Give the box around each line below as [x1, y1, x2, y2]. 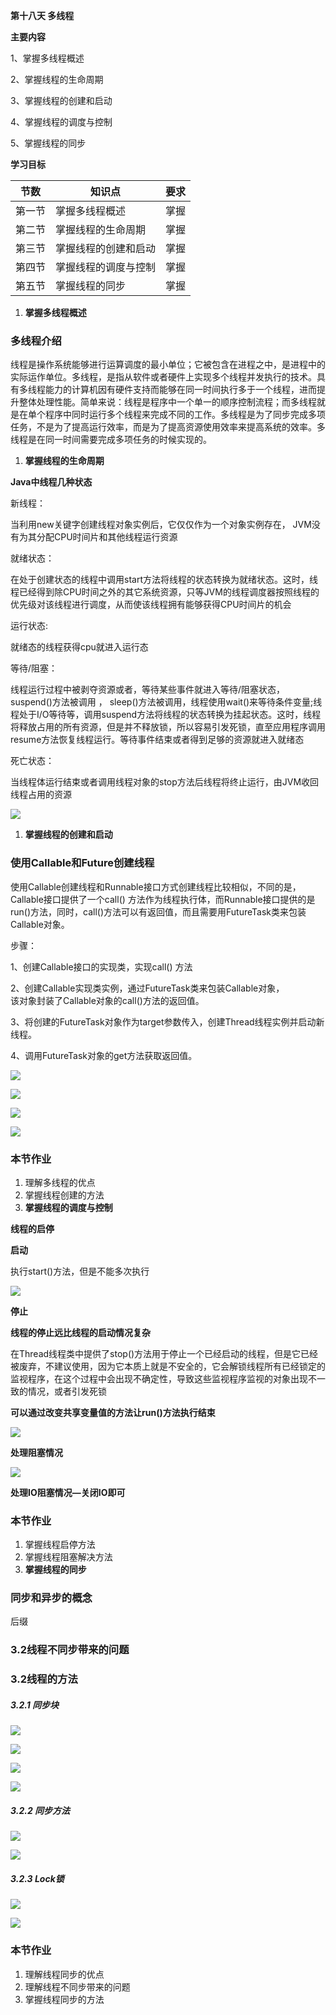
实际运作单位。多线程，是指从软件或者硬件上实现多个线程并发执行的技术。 [10, 371, 317, 383]
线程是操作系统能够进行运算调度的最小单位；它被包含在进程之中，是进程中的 [10, 359, 326, 371]
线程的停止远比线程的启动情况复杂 [10, 1326, 151, 1338]
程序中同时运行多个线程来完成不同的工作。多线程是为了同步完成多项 [44, 409, 326, 421]
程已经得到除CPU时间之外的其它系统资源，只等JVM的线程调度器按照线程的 [10, 586, 320, 598]
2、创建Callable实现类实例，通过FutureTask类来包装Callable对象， [10, 982, 285, 994]
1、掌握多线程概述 [10, 52, 85, 64]
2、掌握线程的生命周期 [10, 74, 104, 85]
